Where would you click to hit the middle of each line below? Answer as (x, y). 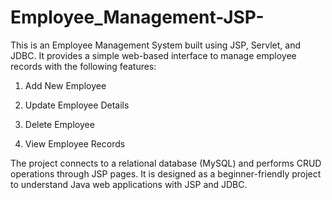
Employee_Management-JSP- (137, 17)
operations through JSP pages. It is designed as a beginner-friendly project (166, 173)
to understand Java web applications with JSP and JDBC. (129, 184)
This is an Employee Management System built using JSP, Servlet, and (156, 45)
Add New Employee (65, 85)
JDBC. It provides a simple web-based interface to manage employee (153, 55)
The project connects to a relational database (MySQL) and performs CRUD (166, 163)
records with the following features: (83, 66)
